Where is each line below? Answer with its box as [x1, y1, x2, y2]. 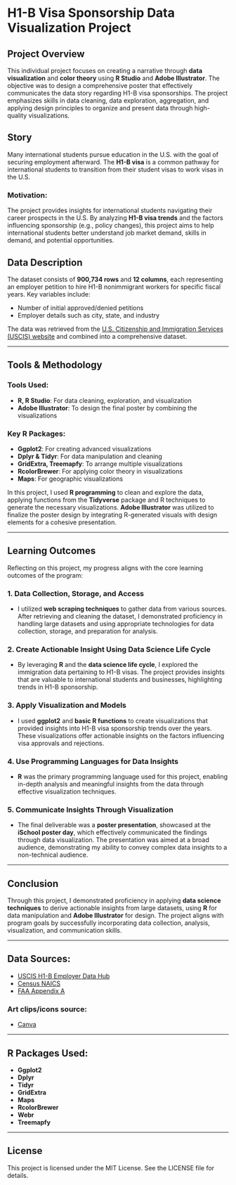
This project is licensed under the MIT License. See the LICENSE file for [7, 1163, 215, 1172]
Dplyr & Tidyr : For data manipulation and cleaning [17, 452, 163, 460]
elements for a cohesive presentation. [7, 518, 117, 526]
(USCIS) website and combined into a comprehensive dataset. [7, 332, 188, 340]
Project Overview [7, 48, 85, 60]
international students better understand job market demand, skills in [7, 228, 206, 237]
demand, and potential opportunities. [7, 236, 114, 245]
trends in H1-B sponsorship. [17, 683, 98, 692]
